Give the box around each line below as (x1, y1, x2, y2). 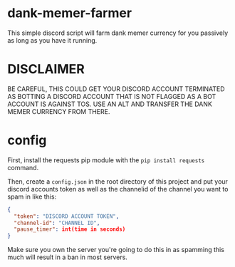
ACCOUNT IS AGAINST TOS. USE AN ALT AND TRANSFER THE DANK (7, 100, 212, 108)
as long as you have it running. (7, 36, 98, 44)
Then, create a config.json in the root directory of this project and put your (7, 177, 228, 186)
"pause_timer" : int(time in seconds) (14, 226, 126, 233)
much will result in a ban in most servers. (7, 253, 128, 261)
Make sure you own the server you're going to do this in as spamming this (7, 246, 224, 254)
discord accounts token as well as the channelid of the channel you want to (7, 184, 229, 193)
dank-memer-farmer (7, 5, 132, 21)
